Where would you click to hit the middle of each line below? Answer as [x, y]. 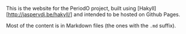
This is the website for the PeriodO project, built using [71, 8]
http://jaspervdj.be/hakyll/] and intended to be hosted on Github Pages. [94, 14]
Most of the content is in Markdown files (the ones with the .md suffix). [91, 26]
